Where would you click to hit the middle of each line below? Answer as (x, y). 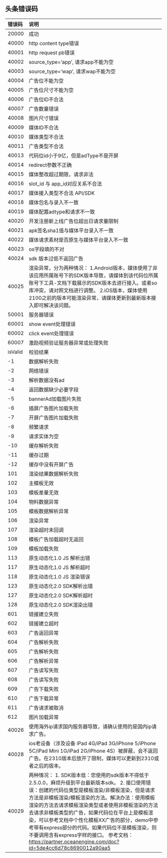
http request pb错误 (52, 52)
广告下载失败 (43, 689)
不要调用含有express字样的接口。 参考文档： (81, 835)
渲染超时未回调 (46, 530)
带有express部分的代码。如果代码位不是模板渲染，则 (95, 828)
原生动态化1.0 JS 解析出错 (59, 558)
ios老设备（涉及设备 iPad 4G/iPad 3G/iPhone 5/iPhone (92, 743)
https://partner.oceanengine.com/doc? (74, 842)
